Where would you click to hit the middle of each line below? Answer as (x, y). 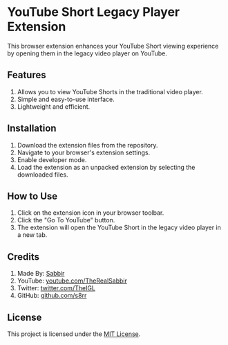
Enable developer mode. (52, 159)
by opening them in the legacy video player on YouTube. (87, 53)
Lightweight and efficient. (54, 106)
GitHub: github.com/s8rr (52, 296)
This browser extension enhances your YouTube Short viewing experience (113, 46)
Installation (32, 129)
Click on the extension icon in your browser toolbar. (91, 213)
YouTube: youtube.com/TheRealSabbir (72, 281)
